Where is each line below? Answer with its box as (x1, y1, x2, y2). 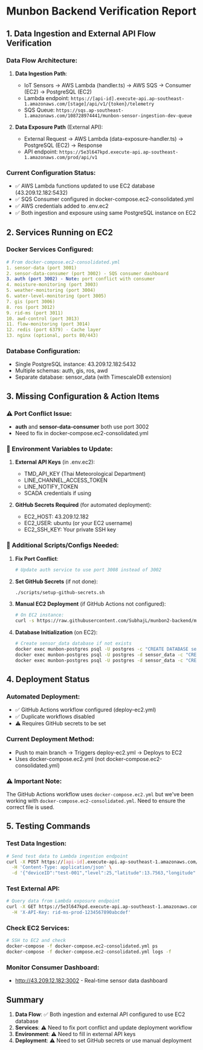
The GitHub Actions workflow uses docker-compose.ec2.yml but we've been (6, 790, 194, 798)
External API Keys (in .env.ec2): (14, 458, 95, 466)
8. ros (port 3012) (6, 304, 56, 310)
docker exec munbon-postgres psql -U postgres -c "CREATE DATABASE (14, 646, 189, 652)
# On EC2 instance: (14, 612, 65, 618)
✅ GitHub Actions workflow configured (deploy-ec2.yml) (14, 706, 156, 714)
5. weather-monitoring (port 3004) (6, 287, 96, 294)
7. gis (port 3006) (6, 299, 56, 305)
